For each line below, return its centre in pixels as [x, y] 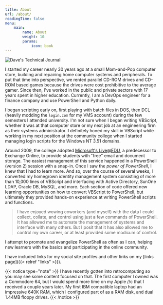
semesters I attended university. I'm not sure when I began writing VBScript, [81, 120]
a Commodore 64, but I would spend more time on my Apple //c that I [75, 282]
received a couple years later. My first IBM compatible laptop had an [73, 286]
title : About [18, 10]
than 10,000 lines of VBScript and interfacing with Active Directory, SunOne [81, 182]
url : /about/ [18, 14]
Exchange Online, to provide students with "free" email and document [75, 155]
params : [30, 41]
